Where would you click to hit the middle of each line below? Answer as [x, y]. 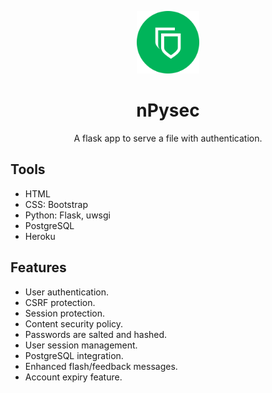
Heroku [40, 236]
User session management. [81, 345]
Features [38, 267]
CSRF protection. [60, 302]
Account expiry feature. [73, 377]
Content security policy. [74, 323]
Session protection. [64, 313]
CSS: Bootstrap [56, 204]
